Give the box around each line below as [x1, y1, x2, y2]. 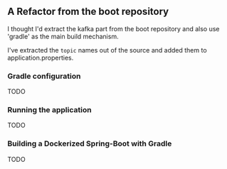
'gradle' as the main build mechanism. [7, 32, 119, 40]
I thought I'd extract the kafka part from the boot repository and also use [7, 24, 220, 33]
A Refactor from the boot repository [7, 6, 169, 18]
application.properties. [7, 53, 74, 62]
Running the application [7, 105, 92, 115]
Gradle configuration [7, 71, 81, 81]
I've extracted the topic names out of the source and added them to [7, 45, 208, 54]
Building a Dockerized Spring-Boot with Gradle [7, 138, 172, 148]
